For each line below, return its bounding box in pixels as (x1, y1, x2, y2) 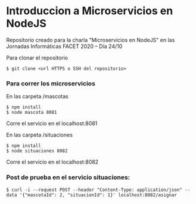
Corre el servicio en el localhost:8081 (6, 120, 98, 127)
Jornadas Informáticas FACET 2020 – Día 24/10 (6, 43, 123, 50)
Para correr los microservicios (6, 79, 95, 87)
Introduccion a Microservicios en (6, 4, 173, 18)
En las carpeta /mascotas (6, 93, 69, 100)
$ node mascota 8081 (6, 110, 58, 116)
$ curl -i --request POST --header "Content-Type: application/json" (6, 187, 183, 193)
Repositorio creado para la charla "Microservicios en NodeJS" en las (6, 36, 175, 43)
